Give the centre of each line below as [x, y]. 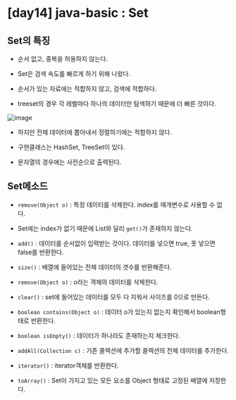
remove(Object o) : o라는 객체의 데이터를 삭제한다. [88, 282]
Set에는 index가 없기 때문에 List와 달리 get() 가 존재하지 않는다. [105, 228]
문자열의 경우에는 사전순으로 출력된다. [69, 162]
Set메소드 [27, 187]
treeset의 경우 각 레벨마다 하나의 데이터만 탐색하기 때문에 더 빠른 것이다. [117, 104]
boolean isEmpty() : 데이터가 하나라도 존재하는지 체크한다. [99, 335]
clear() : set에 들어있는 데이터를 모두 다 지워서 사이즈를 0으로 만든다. [113, 297]
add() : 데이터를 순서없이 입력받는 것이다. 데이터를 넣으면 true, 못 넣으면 [117, 243]
